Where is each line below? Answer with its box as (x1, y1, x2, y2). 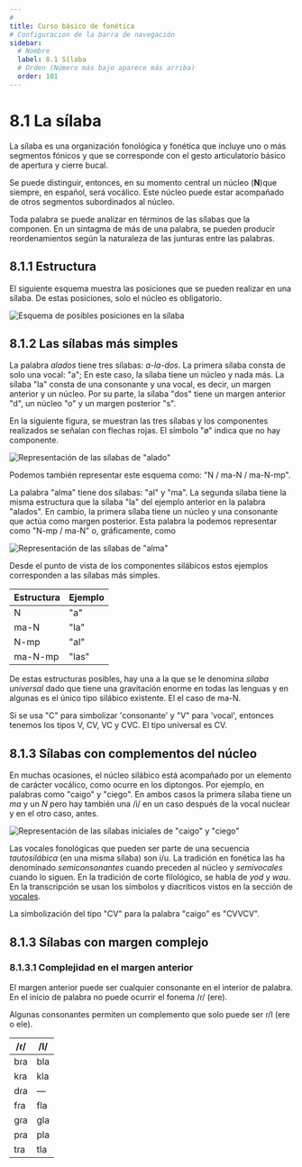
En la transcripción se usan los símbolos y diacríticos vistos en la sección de (9, 881, 293, 892)
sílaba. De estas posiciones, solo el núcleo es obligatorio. (9, 292, 223, 303)
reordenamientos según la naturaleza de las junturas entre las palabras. (9, 232, 275, 243)
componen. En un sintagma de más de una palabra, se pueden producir (9, 223, 276, 234)
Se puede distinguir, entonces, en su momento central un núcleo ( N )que (9, 177, 278, 187)
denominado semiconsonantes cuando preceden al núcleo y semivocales (9, 862, 283, 873)
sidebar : (9, 38, 42, 48)
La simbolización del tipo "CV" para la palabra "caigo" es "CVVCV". (9, 908, 260, 919)
